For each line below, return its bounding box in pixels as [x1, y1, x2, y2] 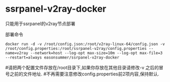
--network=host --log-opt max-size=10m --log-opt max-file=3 [30, 50, 163, 56]
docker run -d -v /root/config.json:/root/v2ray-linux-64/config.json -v [5, 41, 165, 46]
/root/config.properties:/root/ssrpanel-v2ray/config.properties [5, 46, 147, 51]
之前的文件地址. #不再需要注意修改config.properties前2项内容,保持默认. [9, 71, 159, 77]
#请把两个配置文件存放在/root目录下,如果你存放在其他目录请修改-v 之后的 [5, 64, 159, 70]
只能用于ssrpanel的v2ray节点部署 [5, 20, 75, 26]
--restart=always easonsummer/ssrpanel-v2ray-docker [5, 54, 120, 60]
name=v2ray [5, 50, 29, 56]
